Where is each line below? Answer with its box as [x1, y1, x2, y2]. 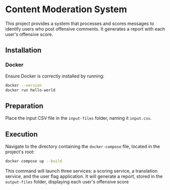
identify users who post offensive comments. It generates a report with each [5, 25, 165, 32]
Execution [5, 130, 38, 139]
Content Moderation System [5, 4, 127, 15]
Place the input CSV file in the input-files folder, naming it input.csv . [5, 115, 152, 121]
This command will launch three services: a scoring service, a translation [5, 168, 158, 174]
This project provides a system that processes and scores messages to [5, 20, 155, 26]
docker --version [5, 83, 42, 88]
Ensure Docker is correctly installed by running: [5, 73, 105, 79]
